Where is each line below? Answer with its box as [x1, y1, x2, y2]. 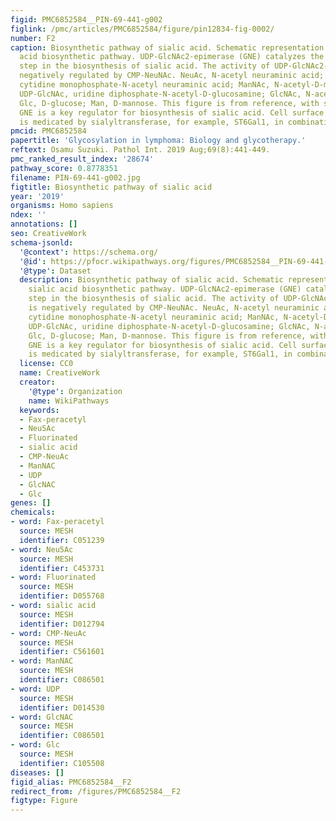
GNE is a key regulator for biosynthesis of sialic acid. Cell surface [19, 107, 325, 118]
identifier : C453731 [19, 563, 105, 573]
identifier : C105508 [19, 758, 105, 768]
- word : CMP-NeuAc [10, 628, 87, 638]
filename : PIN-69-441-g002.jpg [10, 172, 141, 183]
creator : [19, 377, 56, 387]
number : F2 [10, 33, 56, 43]
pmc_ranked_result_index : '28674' [10, 154, 155, 164]
